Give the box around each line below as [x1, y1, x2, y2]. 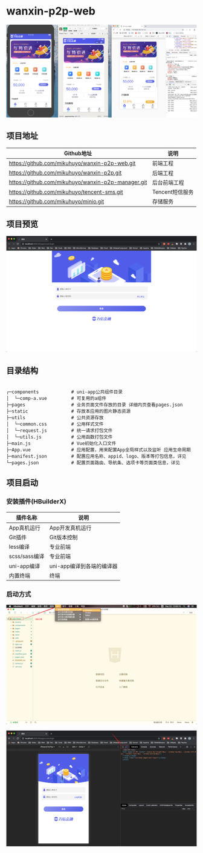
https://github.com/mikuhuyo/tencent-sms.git [8, 188, 123, 195]
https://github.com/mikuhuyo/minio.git [8, 197, 105, 205]
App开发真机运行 [49, 524, 92, 531]
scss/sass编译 [8, 553, 45, 560]
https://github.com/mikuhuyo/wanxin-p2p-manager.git [8, 179, 147, 186]
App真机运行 [8, 524, 40, 531]
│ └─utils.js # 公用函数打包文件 [6, 434, 113, 440]
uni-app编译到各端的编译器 [49, 562, 118, 569]
